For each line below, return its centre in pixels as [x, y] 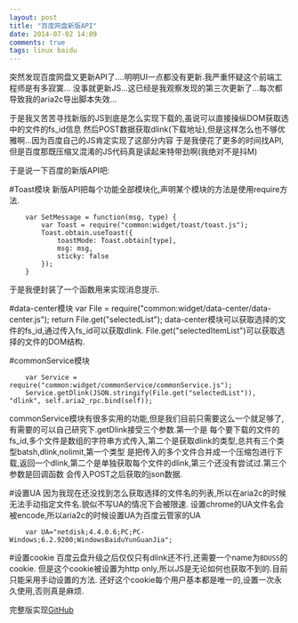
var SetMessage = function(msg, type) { [101, 218]
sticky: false [83, 256]
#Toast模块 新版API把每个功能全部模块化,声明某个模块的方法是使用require [145, 190]
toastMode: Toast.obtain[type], [117, 241]
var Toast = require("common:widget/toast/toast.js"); [145, 225]
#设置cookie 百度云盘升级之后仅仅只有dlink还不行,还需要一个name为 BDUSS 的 [149, 558]
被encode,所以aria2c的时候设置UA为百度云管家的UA [105, 515]
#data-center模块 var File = [59, 309]
